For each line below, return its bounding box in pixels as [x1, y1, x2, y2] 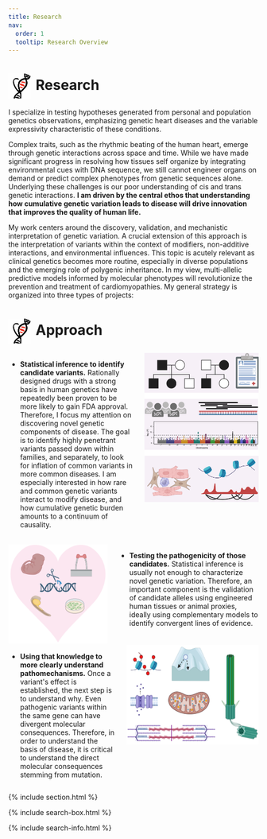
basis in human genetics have [19, 385, 118, 394]
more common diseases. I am [19, 469, 117, 479]
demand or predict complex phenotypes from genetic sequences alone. [8, 173, 244, 183]
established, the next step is [19, 686, 113, 695]
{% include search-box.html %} [8, 808, 112, 818]
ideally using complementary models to [129, 610, 258, 620]
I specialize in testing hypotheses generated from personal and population [8, 107, 252, 117]
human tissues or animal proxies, [129, 601, 238, 612]
